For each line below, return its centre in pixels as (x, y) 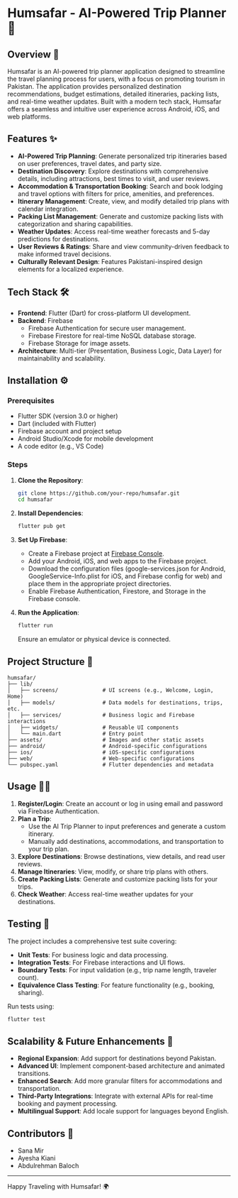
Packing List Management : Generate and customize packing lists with (120, 216)
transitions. (34, 1074)
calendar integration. (48, 209)
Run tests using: (31, 1006)
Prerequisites (31, 400)
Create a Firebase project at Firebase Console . (96, 554)
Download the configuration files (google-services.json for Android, (127, 568)
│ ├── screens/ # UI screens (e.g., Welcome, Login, (110, 690)
